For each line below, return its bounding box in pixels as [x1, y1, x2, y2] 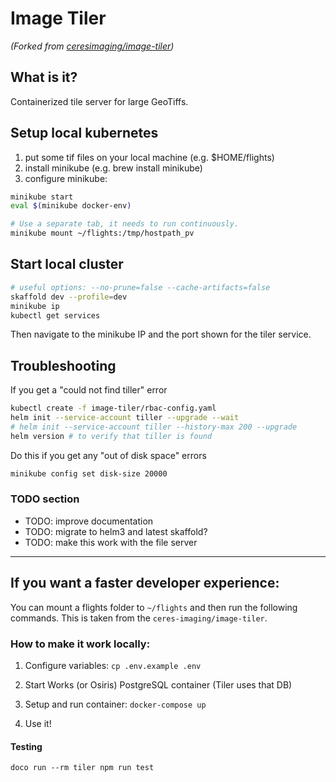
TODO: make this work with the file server [24, 536, 198, 548]
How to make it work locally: [10, 637, 151, 651]
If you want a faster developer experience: [10, 575, 280, 592]
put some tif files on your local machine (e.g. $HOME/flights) [24, 151, 275, 163]
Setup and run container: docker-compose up [24, 698, 207, 710]
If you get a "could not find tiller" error [10, 384, 168, 396]
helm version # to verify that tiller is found [10, 431, 213, 441]
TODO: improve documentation [24, 515, 154, 527]
